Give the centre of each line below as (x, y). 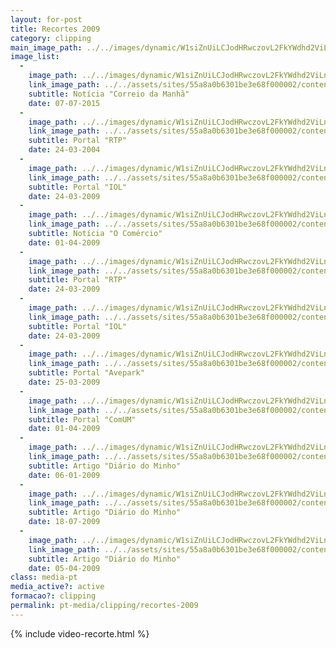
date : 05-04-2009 (64, 568)
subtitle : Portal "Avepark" (86, 373)
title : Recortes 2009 (55, 29)
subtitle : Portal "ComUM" (82, 419)
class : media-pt (44, 577)
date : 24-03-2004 (64, 150)
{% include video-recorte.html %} (80, 633)
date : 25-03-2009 (64, 382)
